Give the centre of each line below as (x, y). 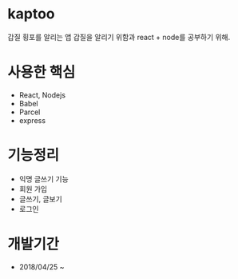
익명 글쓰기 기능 (44, 179)
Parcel (30, 112)
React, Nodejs (42, 95)
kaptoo (31, 14)
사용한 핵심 (42, 72)
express (32, 120)
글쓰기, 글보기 (41, 199)
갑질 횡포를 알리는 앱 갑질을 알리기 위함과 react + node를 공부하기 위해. (119, 37)
